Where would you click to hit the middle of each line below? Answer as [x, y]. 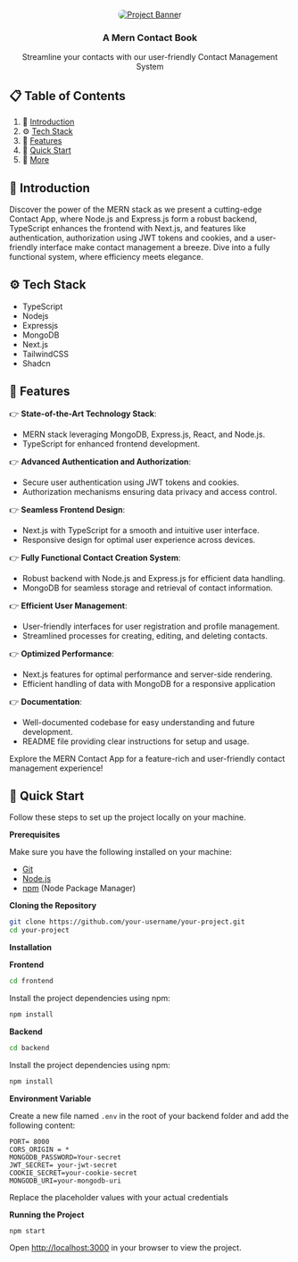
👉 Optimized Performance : [62, 653]
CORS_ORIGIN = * [39, 1149]
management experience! [56, 768]
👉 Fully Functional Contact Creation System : [95, 557]
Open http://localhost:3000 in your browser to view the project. [126, 1248]
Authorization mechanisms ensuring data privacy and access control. [149, 491]
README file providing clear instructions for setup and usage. [136, 741]
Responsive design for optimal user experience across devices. [139, 539]
